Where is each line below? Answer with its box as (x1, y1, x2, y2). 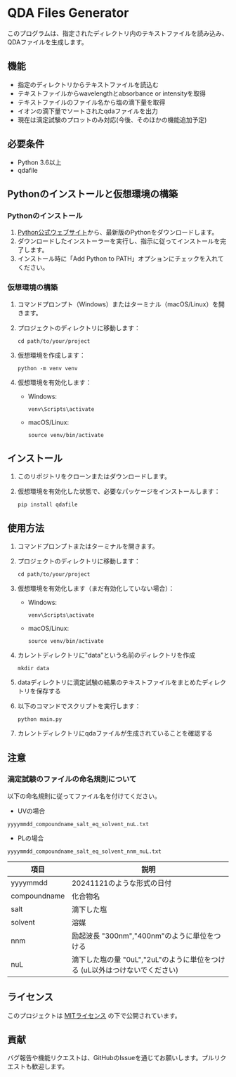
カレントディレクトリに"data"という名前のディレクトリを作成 (17, 651, 195, 660)
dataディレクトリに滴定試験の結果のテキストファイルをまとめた (17, 678, 202, 686)
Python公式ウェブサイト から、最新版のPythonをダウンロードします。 (17, 228, 218, 237)
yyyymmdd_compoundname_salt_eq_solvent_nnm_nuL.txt (7, 848, 162, 855)
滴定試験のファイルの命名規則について (7, 774, 137, 784)
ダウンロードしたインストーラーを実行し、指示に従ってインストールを (17, 237, 221, 245)
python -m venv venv (17, 365, 78, 372)
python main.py (17, 716, 63, 723)
